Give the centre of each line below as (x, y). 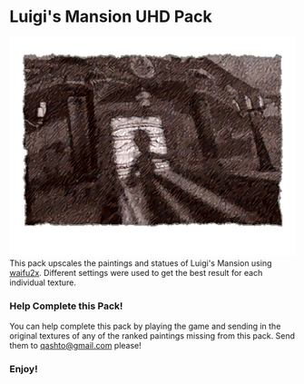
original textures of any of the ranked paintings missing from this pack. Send (152, 335)
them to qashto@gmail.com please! (76, 345)
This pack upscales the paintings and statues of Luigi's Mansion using (141, 263)
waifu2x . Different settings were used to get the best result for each (136, 273)
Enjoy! (24, 369)
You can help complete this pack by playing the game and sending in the (145, 326)
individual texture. (43, 282)
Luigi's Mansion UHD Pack (111, 17)
